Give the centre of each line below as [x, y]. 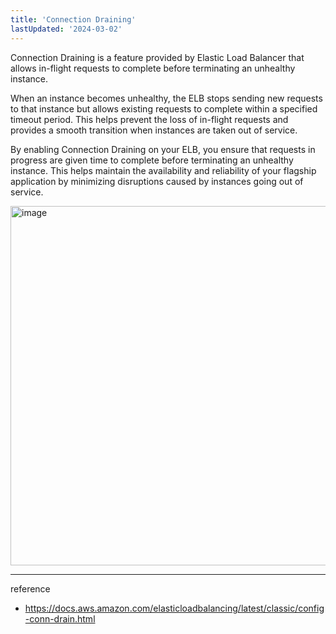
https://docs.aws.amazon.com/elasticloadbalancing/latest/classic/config [174, 608]
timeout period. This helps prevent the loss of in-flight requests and [149, 119]
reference [30, 588]
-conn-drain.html [60, 618]
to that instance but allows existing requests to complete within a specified [164, 108]
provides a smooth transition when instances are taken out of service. [154, 130]
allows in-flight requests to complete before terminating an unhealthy [153, 68]
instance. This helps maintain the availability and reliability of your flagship [163, 170]
